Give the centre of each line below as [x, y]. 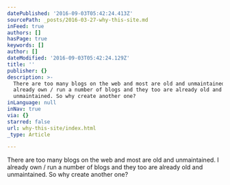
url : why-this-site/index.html [52, 128]
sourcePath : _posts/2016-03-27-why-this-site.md [78, 20]
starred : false [29, 122]
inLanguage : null [32, 103]
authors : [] [24, 33]
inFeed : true [26, 26]
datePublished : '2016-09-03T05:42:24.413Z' [70, 13]
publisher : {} [27, 71]
